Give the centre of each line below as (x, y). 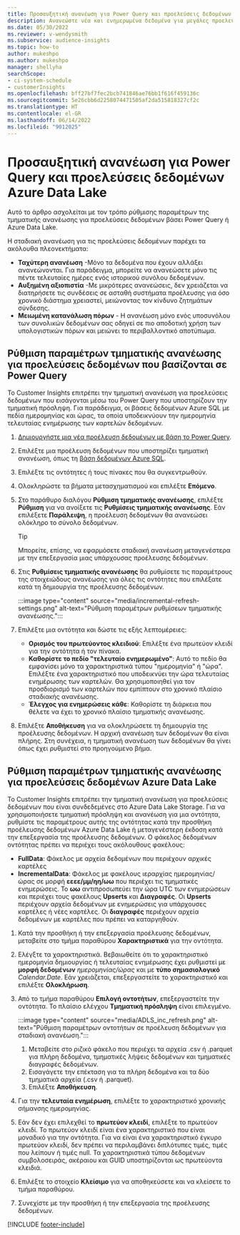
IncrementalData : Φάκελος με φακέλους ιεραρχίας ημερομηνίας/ (116, 874)
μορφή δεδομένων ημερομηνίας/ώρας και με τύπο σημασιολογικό (119, 970)
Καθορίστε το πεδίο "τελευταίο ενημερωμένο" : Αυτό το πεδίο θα (127, 659)
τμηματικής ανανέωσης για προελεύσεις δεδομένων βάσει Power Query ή (118, 220)
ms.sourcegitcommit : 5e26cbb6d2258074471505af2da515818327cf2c (104, 101)
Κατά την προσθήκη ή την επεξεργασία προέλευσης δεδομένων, (114, 933)
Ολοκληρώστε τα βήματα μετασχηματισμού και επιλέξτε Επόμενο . (117, 486)
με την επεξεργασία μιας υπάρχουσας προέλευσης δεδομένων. (113, 558)
